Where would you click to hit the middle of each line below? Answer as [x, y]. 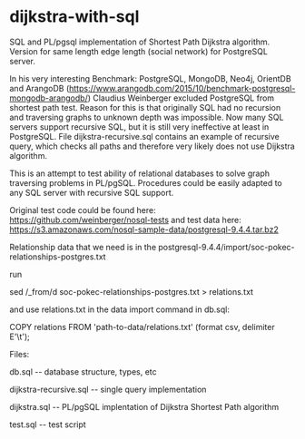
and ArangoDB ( [39, 88]
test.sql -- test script [48, 424]
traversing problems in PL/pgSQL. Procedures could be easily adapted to [146, 182]
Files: [20, 354]
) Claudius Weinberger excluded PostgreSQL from [181, 98]
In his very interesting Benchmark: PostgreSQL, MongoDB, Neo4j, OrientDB [151, 78]
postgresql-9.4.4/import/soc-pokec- [226, 247]
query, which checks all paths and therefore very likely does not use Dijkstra [152, 146]
